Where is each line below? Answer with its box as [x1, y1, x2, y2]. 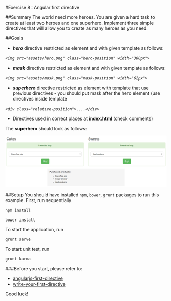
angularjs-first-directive [12, 275, 63, 282]
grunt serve [5, 237, 31, 243]
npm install [5, 208, 31, 213]
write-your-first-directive [12, 281, 66, 287]
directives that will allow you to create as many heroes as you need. [5, 25, 148, 31]
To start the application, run [5, 227, 64, 233]
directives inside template [12, 96, 68, 102]
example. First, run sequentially [5, 197, 72, 204]
